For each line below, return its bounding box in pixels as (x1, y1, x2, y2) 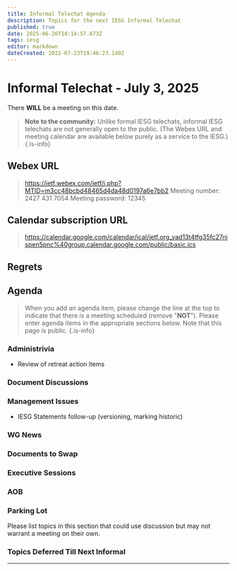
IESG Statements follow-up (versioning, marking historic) (17, 412, 183, 421)
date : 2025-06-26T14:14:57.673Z (7, 30, 102, 37)
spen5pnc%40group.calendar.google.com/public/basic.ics (24, 241, 196, 249)
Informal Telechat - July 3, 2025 (7, 80, 200, 96)
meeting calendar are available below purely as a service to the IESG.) (24, 132, 229, 140)
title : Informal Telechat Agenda (7, 10, 106, 18)
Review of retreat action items (17, 359, 105, 368)
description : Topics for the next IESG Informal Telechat (7, 17, 181, 24)
